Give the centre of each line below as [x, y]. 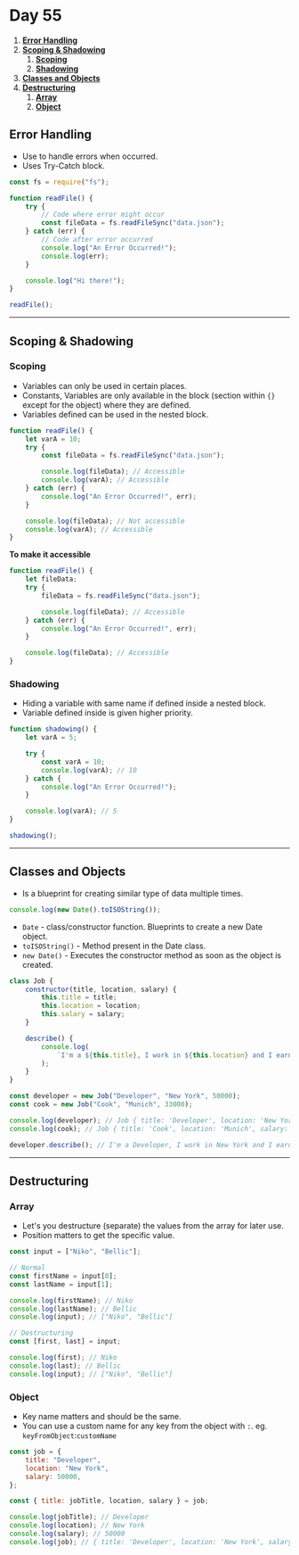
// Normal [28, 1268]
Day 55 [36, 16]
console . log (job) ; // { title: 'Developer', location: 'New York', [137, 1542]
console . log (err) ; [75, 256]
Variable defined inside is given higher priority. [107, 713]
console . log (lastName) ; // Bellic [73, 1309]
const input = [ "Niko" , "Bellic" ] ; [75, 1252]
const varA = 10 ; [73, 762]
